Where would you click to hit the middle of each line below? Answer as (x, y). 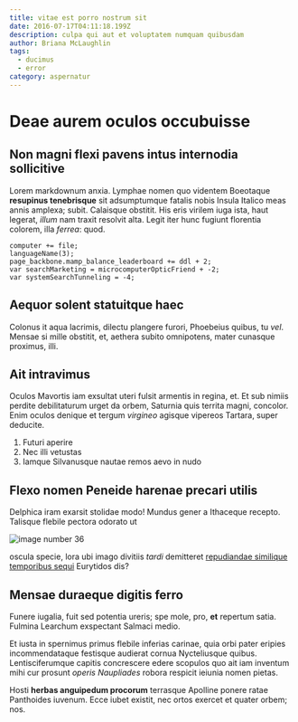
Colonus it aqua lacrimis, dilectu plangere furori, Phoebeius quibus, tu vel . (147, 327)
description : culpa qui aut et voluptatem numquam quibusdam (127, 34)
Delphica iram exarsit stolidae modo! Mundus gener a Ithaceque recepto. (145, 512)
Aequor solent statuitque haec (97, 305)
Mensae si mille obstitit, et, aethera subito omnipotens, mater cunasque (142, 337)
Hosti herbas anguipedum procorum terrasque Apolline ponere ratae (139, 690)
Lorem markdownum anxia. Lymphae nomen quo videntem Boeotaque (140, 190)
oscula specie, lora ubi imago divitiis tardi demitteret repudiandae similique (149, 556)
